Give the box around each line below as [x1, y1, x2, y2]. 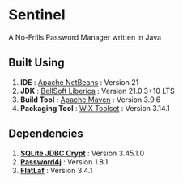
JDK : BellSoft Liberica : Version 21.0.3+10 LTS [19, 86, 176, 96]
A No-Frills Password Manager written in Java [8, 32, 162, 42]
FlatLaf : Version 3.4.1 [19, 165, 93, 175]
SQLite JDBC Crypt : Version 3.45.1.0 [19, 148, 145, 158]
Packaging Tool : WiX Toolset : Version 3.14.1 [19, 103, 170, 113]
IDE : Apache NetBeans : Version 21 [19, 77, 139, 87]
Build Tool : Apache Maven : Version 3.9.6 [19, 95, 161, 104]
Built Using [8, 56, 65, 70]
